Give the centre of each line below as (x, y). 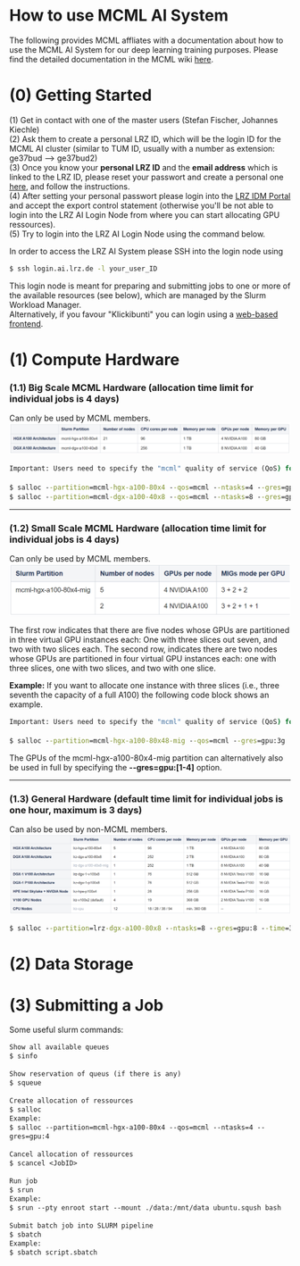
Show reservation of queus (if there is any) (95, 1074)
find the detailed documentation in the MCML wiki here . (112, 59)
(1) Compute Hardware (95, 359)
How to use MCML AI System (119, 16)
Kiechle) (25, 129)
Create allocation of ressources (71, 1101)
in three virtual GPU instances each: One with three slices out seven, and (143, 640)
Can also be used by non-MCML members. (88, 829)
